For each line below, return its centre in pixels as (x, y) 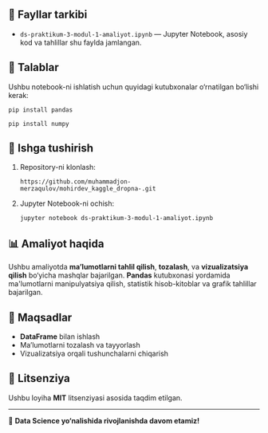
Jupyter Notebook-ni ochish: (67, 203)
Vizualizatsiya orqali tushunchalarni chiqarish (94, 354)
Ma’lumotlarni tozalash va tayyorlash (80, 345)
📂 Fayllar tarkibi (48, 15)
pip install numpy (39, 124)
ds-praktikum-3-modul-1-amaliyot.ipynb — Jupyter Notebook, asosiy (134, 33)
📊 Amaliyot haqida (56, 244)
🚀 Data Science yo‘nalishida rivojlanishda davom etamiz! (104, 420)
